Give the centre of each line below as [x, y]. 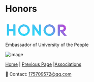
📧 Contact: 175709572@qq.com [39, 74]
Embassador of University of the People [47, 45]
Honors [21, 9]
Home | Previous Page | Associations [43, 64]
